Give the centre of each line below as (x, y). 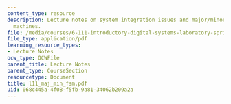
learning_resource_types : (44, 45)
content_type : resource (41, 13)
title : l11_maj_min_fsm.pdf (47, 83)
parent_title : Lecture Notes (49, 64)
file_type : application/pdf (47, 39)
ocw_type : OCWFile (33, 58)
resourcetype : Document (41, 77)
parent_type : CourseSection (47, 70)
